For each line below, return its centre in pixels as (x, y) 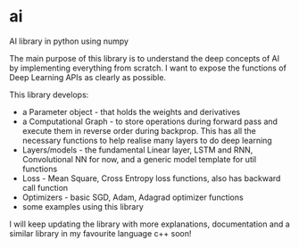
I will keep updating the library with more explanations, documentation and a (149, 224)
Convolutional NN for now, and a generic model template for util (139, 159)
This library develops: (49, 95)
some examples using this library (83, 206)
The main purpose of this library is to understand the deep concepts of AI (144, 58)
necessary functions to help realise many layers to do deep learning (147, 140)
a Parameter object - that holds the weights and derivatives (131, 112)
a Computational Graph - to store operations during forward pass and (150, 121)
